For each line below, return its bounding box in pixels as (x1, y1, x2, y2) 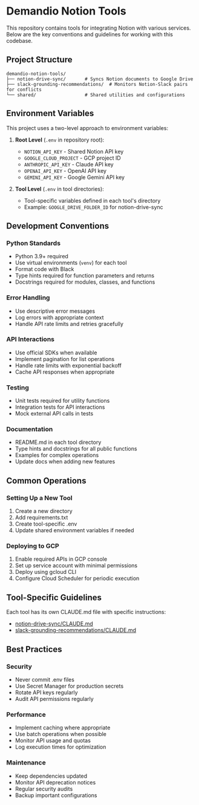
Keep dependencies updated (15, 772, 88, 780)
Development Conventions (6, 221, 109, 231)
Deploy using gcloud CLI (15, 569, 77, 576)
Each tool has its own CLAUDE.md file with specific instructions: (6, 608, 166, 616)
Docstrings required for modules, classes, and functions (15, 278, 155, 285)
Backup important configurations (15, 791, 97, 799)
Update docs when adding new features (15, 458, 116, 465)
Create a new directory (15, 507, 73, 515)
